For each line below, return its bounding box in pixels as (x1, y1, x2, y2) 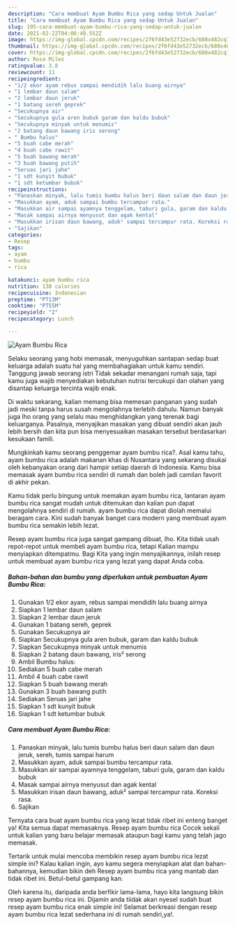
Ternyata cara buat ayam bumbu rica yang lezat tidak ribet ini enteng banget (8, 816, 228, 824)
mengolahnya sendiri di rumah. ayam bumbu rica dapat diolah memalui (8, 506, 212, 515)
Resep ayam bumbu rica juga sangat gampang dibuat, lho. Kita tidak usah (8, 534, 220, 543)
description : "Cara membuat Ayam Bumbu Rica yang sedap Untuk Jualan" (8, 10, 218, 17)
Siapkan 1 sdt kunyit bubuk (17, 702, 96, 710)
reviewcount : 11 (8, 69, 55, 76)
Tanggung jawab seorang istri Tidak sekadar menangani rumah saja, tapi (8, 368, 217, 378)
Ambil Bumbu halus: (17, 657, 76, 666)
